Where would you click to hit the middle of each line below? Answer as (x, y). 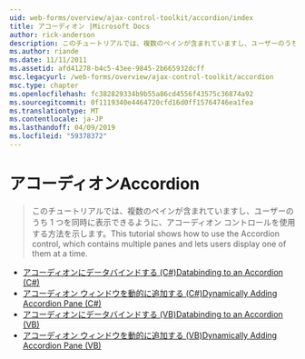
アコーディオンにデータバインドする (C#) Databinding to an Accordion (153, 272)
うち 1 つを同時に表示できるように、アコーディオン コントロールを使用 (163, 222)
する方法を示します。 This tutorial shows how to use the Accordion (155, 234)
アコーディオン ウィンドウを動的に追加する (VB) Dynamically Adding (150, 335)
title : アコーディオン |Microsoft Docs (80, 26)
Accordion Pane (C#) (62, 303)
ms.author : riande (44, 52)
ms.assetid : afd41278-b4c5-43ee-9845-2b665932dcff (107, 69)
